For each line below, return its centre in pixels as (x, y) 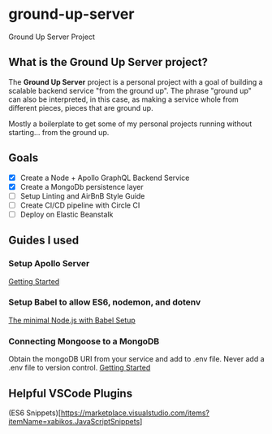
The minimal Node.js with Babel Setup (72, 320)
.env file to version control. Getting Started (80, 368)
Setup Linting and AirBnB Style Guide (82, 195)
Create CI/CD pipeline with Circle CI (80, 205)
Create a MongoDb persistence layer (82, 186)
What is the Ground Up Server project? (108, 62)
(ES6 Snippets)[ (35, 413)
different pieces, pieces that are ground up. (81, 107)
